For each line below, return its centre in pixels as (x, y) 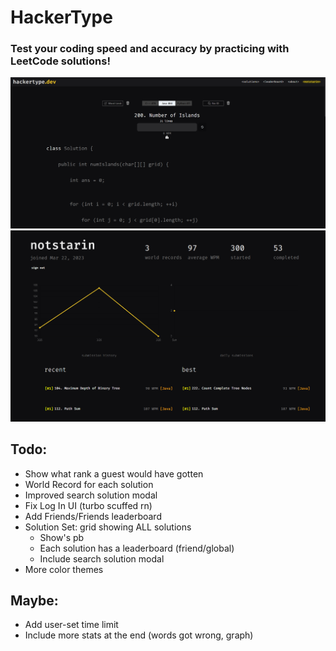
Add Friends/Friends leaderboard (93, 516)
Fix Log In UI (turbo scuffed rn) (88, 505)
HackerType (61, 17)
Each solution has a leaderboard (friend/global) (137, 548)
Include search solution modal (102, 558)
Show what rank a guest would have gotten (114, 473)
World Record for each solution (89, 484)
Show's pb (62, 537)
